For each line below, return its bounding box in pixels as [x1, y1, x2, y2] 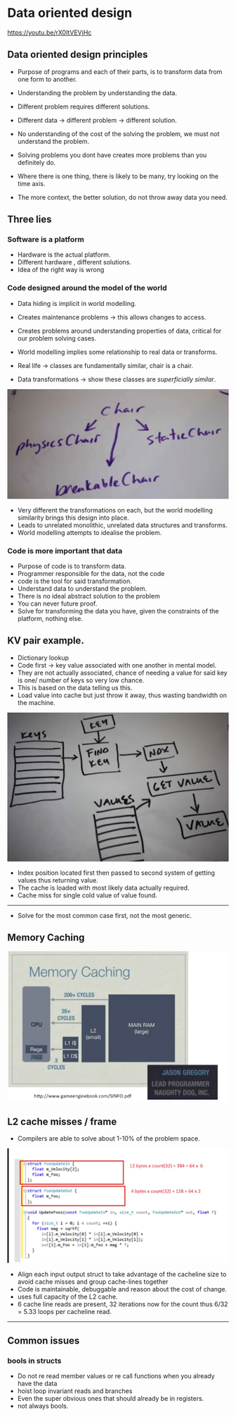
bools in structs [7, 1356, 62, 1366]
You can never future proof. [17, 599, 98, 608]
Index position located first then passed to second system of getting [17, 869, 216, 877]
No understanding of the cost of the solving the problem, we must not [17, 129, 220, 138]
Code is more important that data [7, 546, 123, 556]
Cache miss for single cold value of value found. [17, 890, 158, 900]
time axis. [17, 179, 46, 188]
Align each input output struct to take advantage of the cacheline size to [17, 1270, 227, 1279]
